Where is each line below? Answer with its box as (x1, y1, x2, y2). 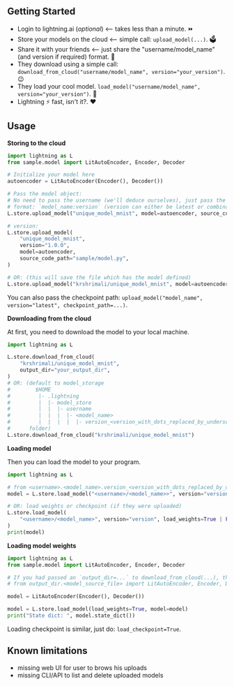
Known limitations (7, 645, 88, 657)
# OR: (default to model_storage (7, 380, 104, 387)
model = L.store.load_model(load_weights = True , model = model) (7, 606, 189, 613)
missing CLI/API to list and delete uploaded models (17, 671, 164, 679)
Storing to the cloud (7, 139, 66, 147)
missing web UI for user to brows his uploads (17, 663, 148, 672)
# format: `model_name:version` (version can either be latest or (7, 203, 204, 210)
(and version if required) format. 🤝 (17, 52, 116, 61)
